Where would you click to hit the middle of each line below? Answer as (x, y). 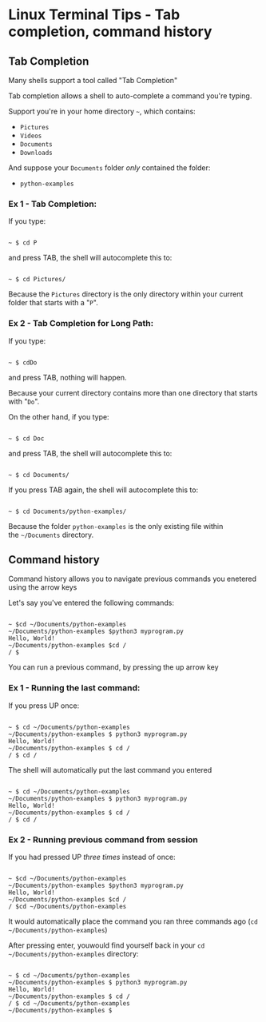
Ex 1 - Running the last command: (74, 688)
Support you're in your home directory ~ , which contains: (102, 111)
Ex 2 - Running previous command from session (103, 839)
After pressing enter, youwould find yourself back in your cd (107, 945)
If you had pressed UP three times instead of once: (92, 857)
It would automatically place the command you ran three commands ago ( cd (133, 921)
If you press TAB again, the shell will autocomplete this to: (103, 490)
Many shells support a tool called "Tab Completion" (93, 80)
